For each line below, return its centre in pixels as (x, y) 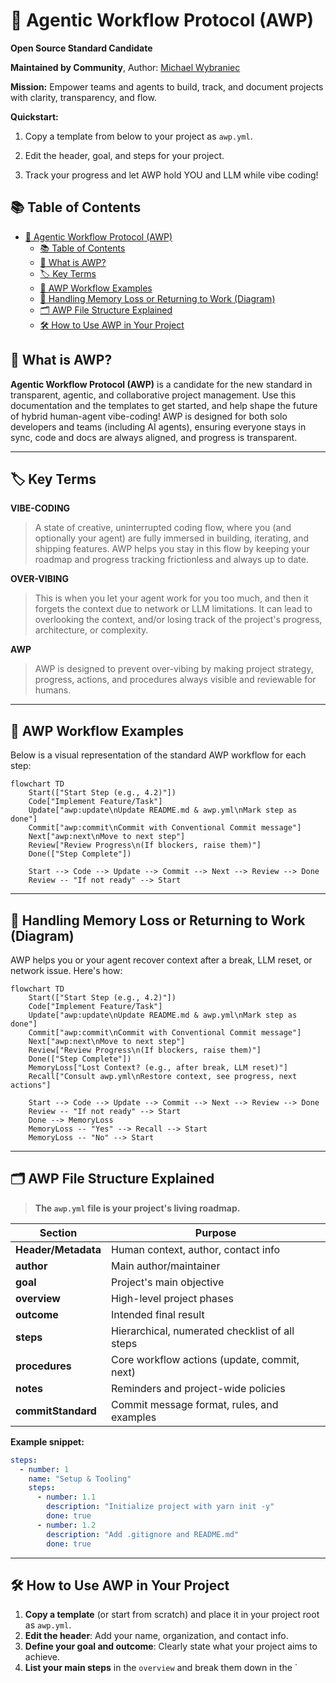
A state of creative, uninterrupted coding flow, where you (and (163, 528)
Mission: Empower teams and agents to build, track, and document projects (167, 86)
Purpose (215, 1232)
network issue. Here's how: (66, 970)
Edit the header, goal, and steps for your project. (124, 155)
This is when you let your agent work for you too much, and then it (171, 598)
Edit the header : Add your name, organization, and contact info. (156, 1636)
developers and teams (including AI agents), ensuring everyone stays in (158, 426)
